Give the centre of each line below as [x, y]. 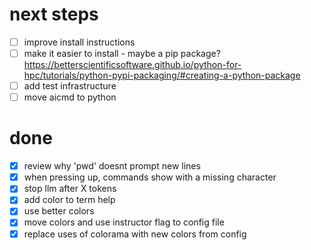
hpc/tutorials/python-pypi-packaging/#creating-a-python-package [162, 75]
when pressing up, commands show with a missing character [150, 177]
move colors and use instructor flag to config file [124, 222]
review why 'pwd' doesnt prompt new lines [112, 166]
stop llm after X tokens [70, 189]
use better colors [59, 211]
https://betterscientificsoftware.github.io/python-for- [132, 65]
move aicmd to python [70, 97]
